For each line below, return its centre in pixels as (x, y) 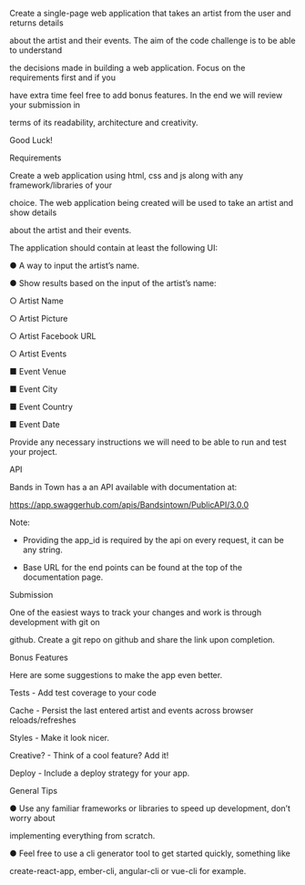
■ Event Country (41, 406)
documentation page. (63, 577)
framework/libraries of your (61, 185)
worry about (33, 818)
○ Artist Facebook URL (53, 336)
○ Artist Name (36, 301)
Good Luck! (31, 140)
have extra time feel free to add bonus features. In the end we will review (146, 95)
